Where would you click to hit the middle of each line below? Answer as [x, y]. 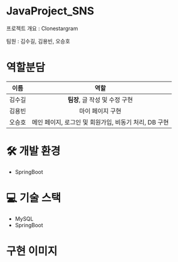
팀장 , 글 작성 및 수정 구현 [100, 100]
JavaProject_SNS [50, 11]
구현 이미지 [32, 251]
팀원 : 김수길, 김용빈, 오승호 [38, 41]
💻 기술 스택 [34, 198]
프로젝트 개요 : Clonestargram [42, 28]
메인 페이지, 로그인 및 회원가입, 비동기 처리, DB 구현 [100, 122]
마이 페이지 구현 [100, 111]
